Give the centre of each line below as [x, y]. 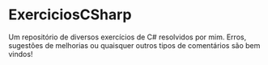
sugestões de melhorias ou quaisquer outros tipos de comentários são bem [134, 45]
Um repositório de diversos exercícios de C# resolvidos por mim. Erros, [128, 37]
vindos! [21, 54]
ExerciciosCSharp [70, 15]
